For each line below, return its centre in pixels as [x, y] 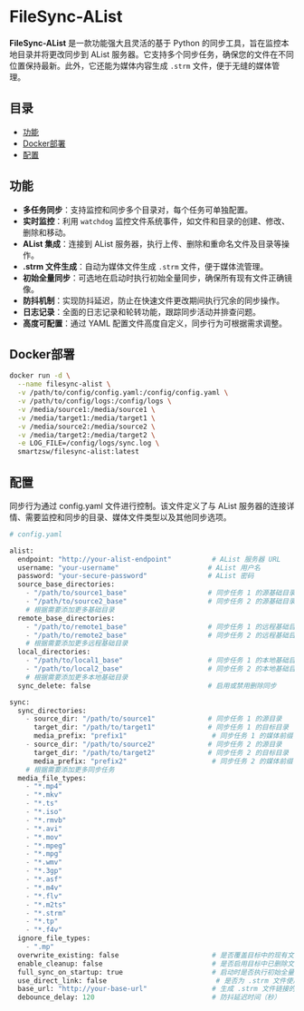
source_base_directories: [66, 584]
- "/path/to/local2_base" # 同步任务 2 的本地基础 [157, 669]
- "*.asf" [44, 879]
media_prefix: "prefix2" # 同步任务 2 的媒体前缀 [163, 761]
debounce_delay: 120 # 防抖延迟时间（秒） [149, 997]
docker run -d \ [40, 376]
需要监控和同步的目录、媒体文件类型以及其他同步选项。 [128, 517]
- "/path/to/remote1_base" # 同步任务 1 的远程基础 [157, 627]
